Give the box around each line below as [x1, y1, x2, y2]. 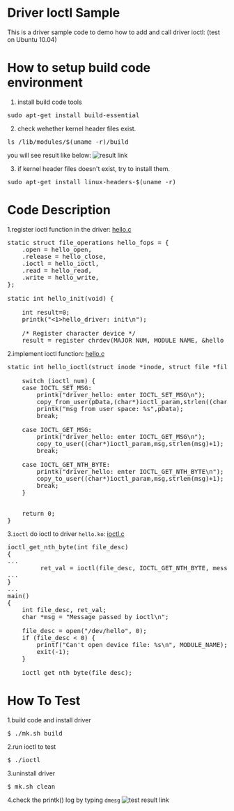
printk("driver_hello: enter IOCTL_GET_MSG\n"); [36, 433, 206, 440]
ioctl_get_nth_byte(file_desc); [22, 669, 132, 676]
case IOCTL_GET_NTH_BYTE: [22, 461, 111, 468]
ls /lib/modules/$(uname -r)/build [7, 137, 129, 146]
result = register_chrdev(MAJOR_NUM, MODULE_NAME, [22, 336, 198, 344]
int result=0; [22, 308, 70, 316]
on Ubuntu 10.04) [7, 35, 57, 43]
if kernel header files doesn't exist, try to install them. [17, 164, 171, 172]
